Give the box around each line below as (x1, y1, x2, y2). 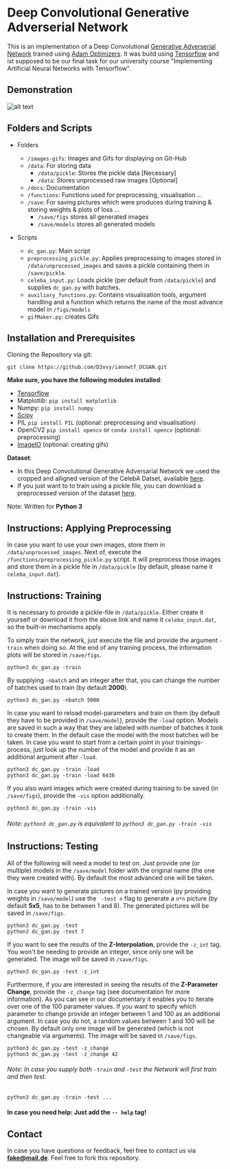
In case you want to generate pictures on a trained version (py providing (7, 887, 211, 895)
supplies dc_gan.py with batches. (27, 283, 121, 291)
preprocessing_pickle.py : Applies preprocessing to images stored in (27, 253, 222, 262)
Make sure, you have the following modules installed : (7, 376, 163, 384)
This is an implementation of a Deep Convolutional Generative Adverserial (7, 42, 216, 50)
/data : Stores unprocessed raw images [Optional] (37, 176, 179, 184)
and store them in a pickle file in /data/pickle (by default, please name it (7, 562, 213, 571)
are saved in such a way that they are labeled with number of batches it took (7, 724, 223, 731)
